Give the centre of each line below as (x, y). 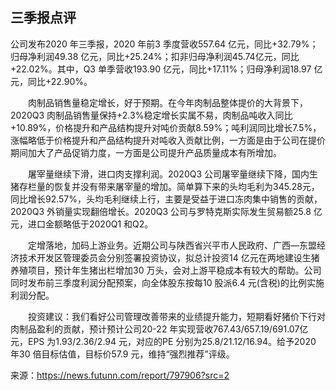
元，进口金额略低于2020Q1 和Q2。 (82, 224)
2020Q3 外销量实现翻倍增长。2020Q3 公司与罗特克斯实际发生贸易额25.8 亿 (166, 211)
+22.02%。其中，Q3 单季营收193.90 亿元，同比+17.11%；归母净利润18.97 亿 (166, 69)
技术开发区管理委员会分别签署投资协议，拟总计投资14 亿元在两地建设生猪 (169, 257)
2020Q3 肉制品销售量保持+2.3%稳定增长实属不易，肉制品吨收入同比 (151, 115)
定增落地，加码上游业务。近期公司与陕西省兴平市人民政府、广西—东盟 (172, 245)
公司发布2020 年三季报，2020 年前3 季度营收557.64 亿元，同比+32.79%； (164, 44)
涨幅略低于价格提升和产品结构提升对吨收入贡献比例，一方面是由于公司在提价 (168, 140)
